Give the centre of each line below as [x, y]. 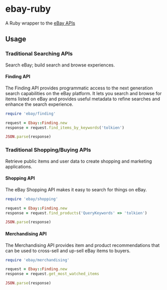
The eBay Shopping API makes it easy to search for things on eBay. [76, 189]
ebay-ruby [28, 9]
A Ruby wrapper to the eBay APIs [40, 23]
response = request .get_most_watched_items [52, 274]
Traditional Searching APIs [39, 54]
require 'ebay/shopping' [32, 199]
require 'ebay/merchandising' [38, 260]
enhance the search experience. [39, 104]
